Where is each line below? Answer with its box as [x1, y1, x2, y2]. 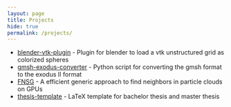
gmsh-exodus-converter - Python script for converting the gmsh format [17, 63, 223, 71]
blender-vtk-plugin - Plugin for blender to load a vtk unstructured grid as [17, 48, 225, 57]
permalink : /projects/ [7, 29, 73, 37]
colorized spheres [17, 56, 69, 64]
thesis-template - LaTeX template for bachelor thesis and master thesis [17, 93, 220, 101]
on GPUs [17, 85, 43, 93]
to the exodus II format [17, 70, 82, 79]
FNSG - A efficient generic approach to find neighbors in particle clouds [17, 77, 223, 86]
